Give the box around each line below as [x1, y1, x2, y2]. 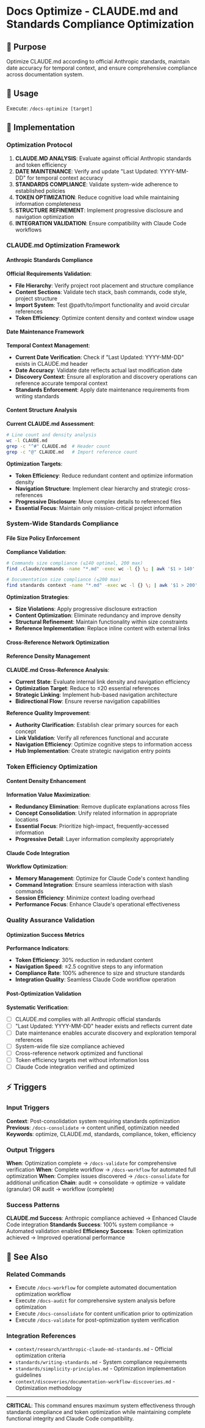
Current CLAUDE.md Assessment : [6, 420, 95, 428]
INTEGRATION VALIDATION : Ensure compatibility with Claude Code [15, 219, 187, 227]
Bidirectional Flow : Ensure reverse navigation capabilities [15, 698, 160, 705]
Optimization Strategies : [6, 594, 70, 601]
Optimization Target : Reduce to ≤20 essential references [15, 684, 160, 691]
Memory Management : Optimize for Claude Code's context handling [15, 875, 189, 882]
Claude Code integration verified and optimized [15, 1063, 135, 1070]
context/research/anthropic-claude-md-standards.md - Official [15, 1346, 173, 1353]
